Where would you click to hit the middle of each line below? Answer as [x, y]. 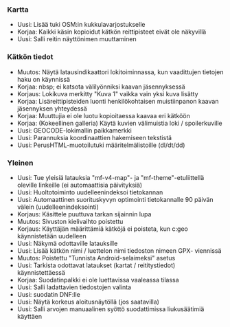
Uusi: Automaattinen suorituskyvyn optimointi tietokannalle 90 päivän [115, 199]
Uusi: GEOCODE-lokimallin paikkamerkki [74, 130]
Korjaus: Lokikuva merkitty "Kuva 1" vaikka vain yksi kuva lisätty [107, 93]
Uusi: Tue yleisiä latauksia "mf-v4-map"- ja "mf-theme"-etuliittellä [111, 177]
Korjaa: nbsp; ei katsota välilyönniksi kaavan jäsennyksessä [101, 87]
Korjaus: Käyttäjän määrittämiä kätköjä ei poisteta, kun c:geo [103, 229]
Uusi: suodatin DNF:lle [48, 294]
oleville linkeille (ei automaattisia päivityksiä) [80, 185]
